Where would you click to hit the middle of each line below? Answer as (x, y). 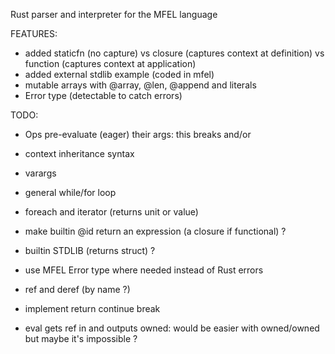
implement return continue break (92, 308)
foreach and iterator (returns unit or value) (111, 212)
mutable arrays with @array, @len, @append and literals (140, 85)
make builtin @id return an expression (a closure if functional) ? (155, 231)
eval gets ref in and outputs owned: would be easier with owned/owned (172, 328)
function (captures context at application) (110, 63)
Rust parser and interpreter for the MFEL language (114, 14)
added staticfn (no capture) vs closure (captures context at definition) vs (174, 53)
